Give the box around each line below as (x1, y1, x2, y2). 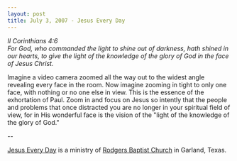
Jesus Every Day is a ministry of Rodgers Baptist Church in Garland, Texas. (7, 145, 227, 154)
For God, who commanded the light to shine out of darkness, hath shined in (7, 44, 229, 52)
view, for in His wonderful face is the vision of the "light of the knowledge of (7, 111, 230, 119)
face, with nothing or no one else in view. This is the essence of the (7, 88, 204, 96)
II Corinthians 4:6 (7, 36, 58, 45)
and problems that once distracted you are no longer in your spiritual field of (7, 103, 231, 111)
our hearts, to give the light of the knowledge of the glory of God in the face (7, 51, 229, 60)
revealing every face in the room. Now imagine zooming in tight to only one (7, 80, 227, 89)
